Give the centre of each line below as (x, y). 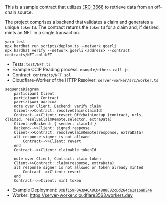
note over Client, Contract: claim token (57, 159)
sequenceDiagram (22, 89)
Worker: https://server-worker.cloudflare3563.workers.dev (72, 195)
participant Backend (35, 102)
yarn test (15, 42)
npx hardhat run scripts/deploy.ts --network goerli (61, 46)
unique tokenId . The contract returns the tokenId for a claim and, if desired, (83, 27)
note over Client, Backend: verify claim (57, 106)
